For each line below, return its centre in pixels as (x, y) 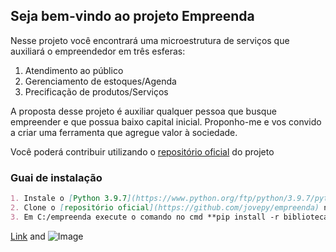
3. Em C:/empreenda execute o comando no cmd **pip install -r (145, 217)
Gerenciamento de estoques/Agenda (100, 81)
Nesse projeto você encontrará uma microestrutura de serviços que (150, 40)
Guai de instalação (56, 177)
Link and (28, 236)
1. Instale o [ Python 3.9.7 (69, 199)
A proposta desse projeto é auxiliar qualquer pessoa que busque (143, 111)
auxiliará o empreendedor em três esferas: (98, 51)
